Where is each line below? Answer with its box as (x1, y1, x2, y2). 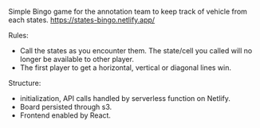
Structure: (8, 79, 41, 87)
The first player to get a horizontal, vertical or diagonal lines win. (19, 63, 232, 72)
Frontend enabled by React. (19, 111, 112, 120)
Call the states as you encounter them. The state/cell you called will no (19, 46, 253, 55)
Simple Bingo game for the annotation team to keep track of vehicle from (8, 7, 247, 16)
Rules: (8, 31, 30, 40)
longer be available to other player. (19, 55, 134, 64)
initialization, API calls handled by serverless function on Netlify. (19, 94, 231, 103)
